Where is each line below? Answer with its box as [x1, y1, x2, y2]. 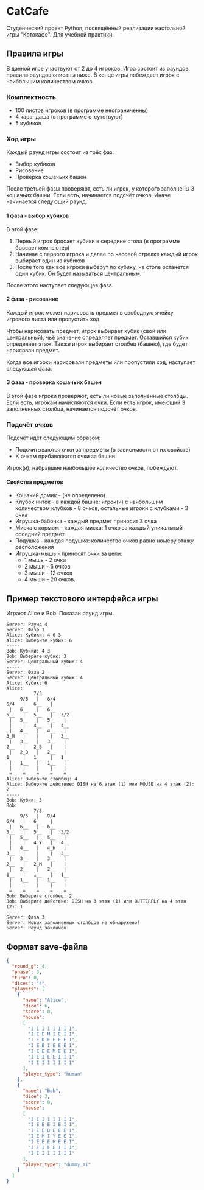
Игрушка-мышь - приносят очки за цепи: [15, 550, 123, 558]
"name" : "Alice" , [22, 997, 67, 1004]
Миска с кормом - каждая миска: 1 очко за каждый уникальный [15, 524, 183, 531]
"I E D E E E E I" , [28, 1037, 78, 1043]
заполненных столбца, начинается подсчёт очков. [6, 405, 138, 412]
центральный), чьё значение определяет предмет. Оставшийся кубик [6, 334, 189, 341]
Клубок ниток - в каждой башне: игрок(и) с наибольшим [15, 498, 163, 506]
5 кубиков [15, 120, 41, 127]
